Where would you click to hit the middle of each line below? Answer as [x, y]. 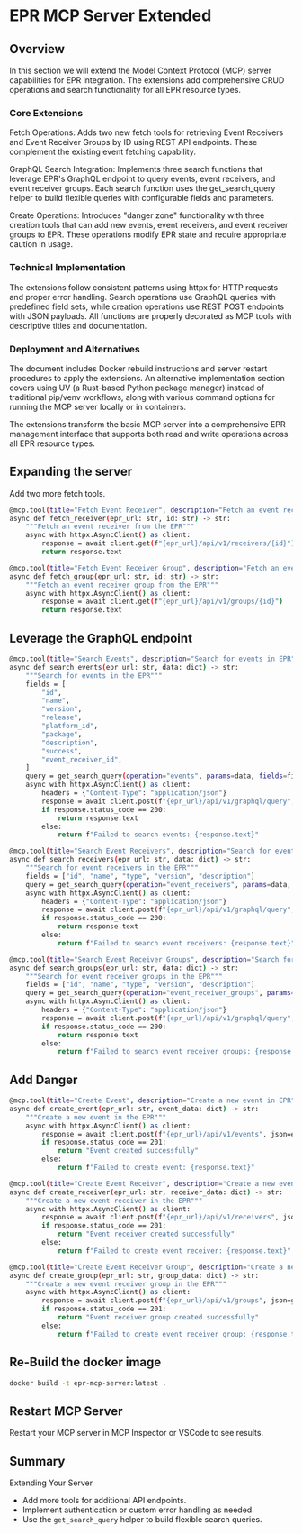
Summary [37, 1461]
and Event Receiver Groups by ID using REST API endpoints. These [133, 142]
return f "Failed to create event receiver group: [152, 1334]
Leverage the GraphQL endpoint [101, 638]
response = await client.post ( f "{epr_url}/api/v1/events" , [155, 1134]
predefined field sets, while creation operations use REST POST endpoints [147, 306]
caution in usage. [41, 244]
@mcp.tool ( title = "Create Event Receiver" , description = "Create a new [142, 1183]
